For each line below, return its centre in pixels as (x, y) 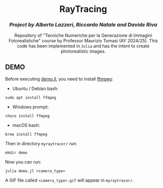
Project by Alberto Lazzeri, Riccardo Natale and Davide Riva (83, 25)
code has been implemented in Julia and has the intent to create (83, 46)
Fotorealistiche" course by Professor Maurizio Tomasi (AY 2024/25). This (83, 41)
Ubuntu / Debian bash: (35, 89)
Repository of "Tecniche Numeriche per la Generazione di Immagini (83, 35)
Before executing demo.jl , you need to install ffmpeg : (59, 79)
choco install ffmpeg (27, 116)
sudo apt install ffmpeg (31, 98)
